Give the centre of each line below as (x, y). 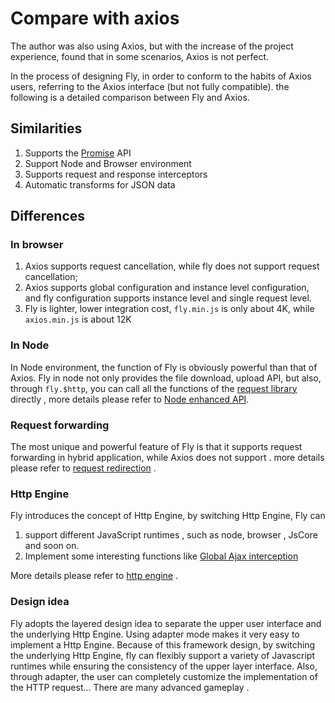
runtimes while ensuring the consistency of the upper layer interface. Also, (164, 666)
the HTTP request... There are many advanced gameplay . (130, 687)
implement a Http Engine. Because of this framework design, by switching (163, 644)
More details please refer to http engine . (94, 576)
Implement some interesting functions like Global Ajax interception (161, 556)
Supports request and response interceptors (116, 174)
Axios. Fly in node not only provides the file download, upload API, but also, (166, 378)
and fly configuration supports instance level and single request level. (168, 298)
